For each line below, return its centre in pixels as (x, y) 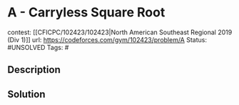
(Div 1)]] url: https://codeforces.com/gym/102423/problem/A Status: (107, 39)
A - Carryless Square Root (86, 12)
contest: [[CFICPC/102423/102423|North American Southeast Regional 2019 (120, 32)
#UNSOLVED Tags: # (38, 47)
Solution (26, 94)
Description (34, 70)
